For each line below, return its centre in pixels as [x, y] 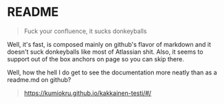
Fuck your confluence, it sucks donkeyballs [85, 31]
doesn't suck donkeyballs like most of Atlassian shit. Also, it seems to [105, 52]
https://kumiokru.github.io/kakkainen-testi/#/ [88, 93]
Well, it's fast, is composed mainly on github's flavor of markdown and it [109, 44]
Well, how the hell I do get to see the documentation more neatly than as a [112, 72]
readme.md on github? [39, 79]
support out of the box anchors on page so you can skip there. [96, 59]
